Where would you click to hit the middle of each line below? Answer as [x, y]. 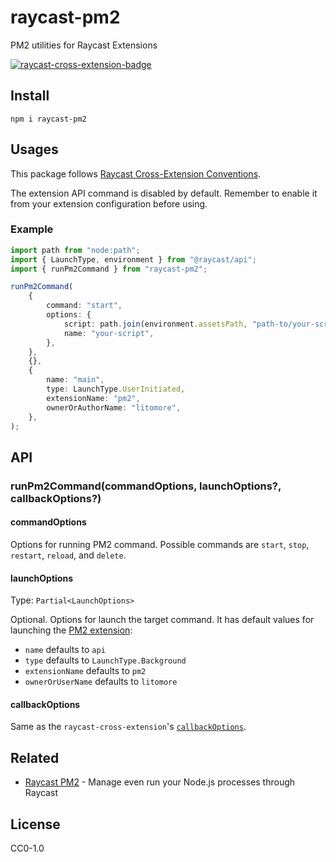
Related [35, 757]
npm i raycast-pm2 [48, 119]
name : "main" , [75, 380]
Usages [34, 149]
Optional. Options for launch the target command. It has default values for [162, 620]
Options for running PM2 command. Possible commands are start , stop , [160, 544]
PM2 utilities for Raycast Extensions [84, 45]
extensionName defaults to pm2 [85, 671]
